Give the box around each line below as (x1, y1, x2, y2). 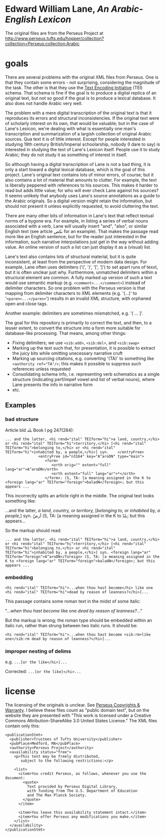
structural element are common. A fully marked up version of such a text (5, 274, 152, 280)
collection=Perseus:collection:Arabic (5, 40, 80, 46)
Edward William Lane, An (5, 3, 109, 15)
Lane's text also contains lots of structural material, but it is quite (5, 254, 136, 259)
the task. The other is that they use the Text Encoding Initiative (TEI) (5, 85, 143, 91)
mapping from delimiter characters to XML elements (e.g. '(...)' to (5, 290, 137, 296)
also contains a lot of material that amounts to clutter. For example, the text (5, 177, 157, 183)
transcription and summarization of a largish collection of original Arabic (5, 130, 152, 136)
